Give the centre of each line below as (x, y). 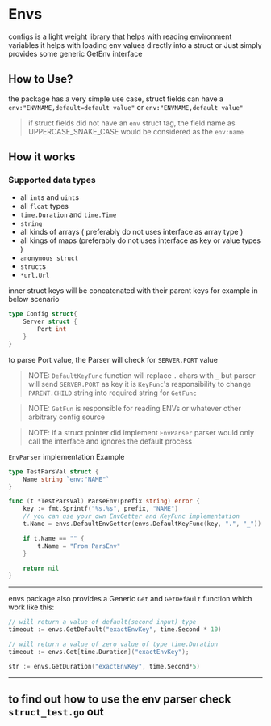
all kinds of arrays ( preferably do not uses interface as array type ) (131, 232)
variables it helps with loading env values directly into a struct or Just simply (135, 45)
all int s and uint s (49, 197)
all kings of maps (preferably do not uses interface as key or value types (140, 240)
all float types (44, 206)
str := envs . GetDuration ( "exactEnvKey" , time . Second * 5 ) (104, 666)
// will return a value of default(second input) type (102, 622)
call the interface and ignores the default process (110, 441)
